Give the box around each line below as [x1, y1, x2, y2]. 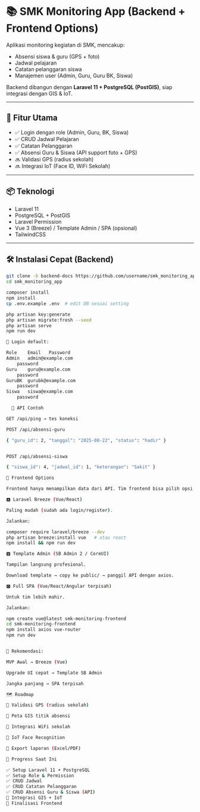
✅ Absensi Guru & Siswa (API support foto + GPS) [14, 149, 137, 156]
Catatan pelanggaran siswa [14, 65, 82, 72]
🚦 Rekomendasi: [6, 648, 44, 654]
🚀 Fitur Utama [6, 113, 58, 123]
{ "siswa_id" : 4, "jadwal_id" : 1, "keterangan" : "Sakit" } [6, 464, 156, 470]
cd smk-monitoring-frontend [6, 621, 76, 627]
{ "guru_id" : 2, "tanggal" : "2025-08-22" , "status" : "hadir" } [6, 437, 167, 443]
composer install [6, 289, 49, 296]
